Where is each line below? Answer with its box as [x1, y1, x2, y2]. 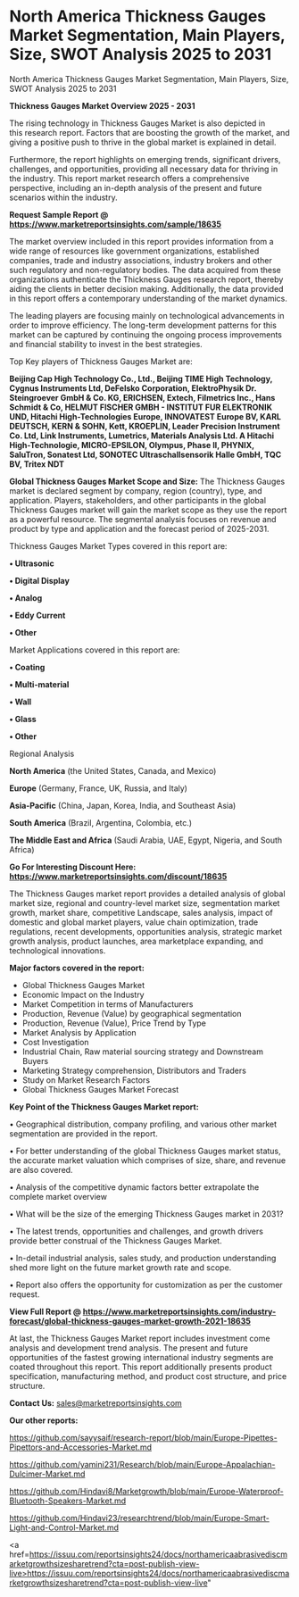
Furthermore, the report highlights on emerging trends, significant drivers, [9, 154, 281, 164]
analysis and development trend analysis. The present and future [9, 1342, 248, 1353]
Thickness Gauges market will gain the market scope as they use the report [9, 504, 287, 515]
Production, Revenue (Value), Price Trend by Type [21, 1018, 207, 1028]
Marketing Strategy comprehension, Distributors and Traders [21, 1065, 247, 1076]
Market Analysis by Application [21, 1027, 137, 1037]
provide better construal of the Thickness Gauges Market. [9, 1235, 222, 1246]
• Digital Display [9, 575, 70, 586]
